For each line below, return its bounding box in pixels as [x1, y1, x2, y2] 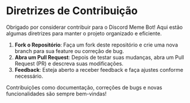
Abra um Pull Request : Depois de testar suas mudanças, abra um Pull [14, 54, 184, 61]
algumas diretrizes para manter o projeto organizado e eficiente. [6, 29, 162, 36]
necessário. [14, 72, 44, 79]
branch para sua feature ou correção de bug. [14, 47, 125, 54]
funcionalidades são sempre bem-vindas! [6, 90, 107, 97]
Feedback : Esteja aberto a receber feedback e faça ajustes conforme [14, 66, 184, 73]
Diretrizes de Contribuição [6, 4, 138, 18]
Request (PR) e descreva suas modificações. [14, 60, 124, 67]
